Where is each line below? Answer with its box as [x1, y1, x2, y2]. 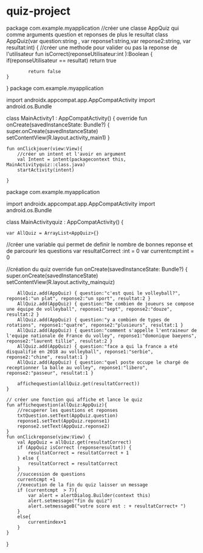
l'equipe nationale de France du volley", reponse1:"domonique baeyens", [6, 333, 198, 339]
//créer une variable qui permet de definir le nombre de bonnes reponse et [6, 240, 193, 248]
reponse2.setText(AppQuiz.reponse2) [17, 423, 111, 430]
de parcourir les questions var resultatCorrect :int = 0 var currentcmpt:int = [6, 247, 194, 254]
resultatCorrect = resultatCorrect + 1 [28, 450, 129, 456]
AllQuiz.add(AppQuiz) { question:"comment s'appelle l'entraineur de [17, 327, 198, 333]
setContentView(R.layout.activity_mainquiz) [6, 278, 115, 285]
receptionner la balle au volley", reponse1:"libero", [6, 364, 148, 370]
